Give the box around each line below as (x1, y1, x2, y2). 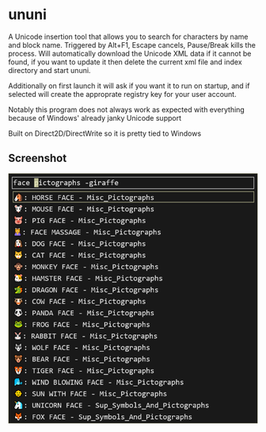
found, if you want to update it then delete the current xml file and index (8, 57, 243, 67)
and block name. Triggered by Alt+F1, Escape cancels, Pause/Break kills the (8, 40, 256, 49)
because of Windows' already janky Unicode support (8, 113, 182, 122)
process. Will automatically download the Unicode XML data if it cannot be (8, 48, 252, 58)
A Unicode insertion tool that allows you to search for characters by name (8, 32, 249, 41)
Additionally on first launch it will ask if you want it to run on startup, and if (8, 81, 250, 91)
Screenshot (8, 152, 67, 165)
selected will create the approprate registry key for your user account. (8, 89, 237, 98)
